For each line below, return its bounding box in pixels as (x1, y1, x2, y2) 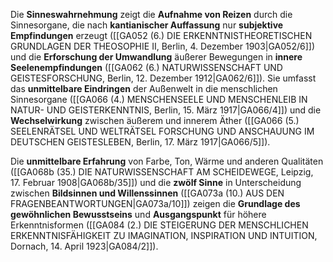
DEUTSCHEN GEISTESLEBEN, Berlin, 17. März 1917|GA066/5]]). (10, 136, 271, 148)
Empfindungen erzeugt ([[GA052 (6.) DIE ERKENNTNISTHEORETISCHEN (10, 30, 313, 41)
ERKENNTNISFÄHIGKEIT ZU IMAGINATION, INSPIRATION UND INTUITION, (10, 230, 318, 241)
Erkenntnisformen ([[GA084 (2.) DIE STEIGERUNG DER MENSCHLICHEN (10, 219, 309, 231)
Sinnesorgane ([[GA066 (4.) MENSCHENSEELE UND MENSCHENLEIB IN (10, 94, 308, 105)
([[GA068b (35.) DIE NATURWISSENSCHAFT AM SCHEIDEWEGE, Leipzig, (10, 166, 314, 178)
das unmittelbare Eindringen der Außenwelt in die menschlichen (10, 83, 278, 94)
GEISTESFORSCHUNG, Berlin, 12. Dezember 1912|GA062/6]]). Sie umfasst (10, 72, 317, 84)
